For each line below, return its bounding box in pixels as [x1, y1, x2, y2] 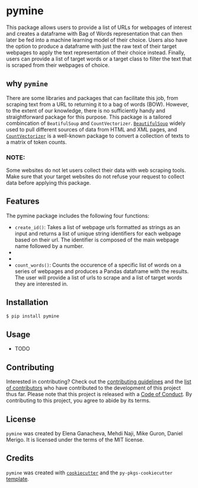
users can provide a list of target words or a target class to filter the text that [6, 55, 192, 62]
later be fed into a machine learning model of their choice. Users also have [6, 36, 188, 43]
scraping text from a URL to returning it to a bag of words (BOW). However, [6, 101, 189, 108]
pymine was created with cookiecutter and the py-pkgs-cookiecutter [6, 469, 173, 476]
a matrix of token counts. [6, 138, 67, 146]
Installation [6, 297, 48, 307]
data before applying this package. [6, 179, 91, 187]
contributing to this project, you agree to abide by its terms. [6, 397, 151, 404]
